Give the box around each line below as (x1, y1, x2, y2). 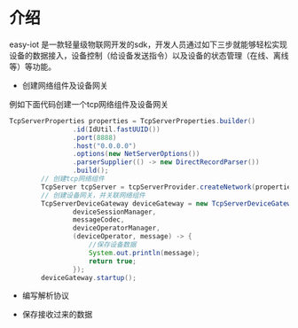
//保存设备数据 (88, 240, 137, 249)
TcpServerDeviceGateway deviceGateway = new (41, 199, 208, 208)
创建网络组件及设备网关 (21, 80, 108, 90)
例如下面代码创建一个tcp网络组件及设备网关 (9, 98, 169, 109)
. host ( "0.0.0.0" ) (72, 141, 137, 151)
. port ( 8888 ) (72, 133, 117, 142)
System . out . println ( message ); (88, 248, 200, 257)
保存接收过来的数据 (21, 309, 93, 320)
